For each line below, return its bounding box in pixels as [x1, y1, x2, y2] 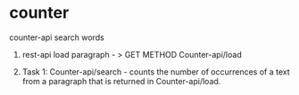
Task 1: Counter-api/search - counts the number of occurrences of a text [21, 66, 290, 77]
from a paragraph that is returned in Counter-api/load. [21, 75, 221, 86]
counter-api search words [9, 32, 104, 43]
